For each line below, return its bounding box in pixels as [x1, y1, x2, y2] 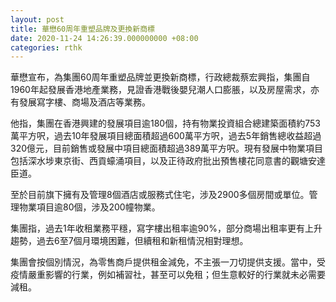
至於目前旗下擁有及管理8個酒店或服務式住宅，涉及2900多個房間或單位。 [10, 189, 310, 201]
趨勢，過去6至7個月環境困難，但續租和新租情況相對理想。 [10, 235, 249, 247]
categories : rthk [10, 42, 83, 53]
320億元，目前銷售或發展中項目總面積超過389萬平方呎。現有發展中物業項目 [10, 142, 324, 155]
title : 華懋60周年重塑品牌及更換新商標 [10, 24, 155, 34]
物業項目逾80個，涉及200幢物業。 [18, 201, 161, 213]
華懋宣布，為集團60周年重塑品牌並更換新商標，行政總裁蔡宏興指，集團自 [10, 71, 311, 83]
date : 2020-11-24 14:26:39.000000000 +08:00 [10, 33, 199, 43]
